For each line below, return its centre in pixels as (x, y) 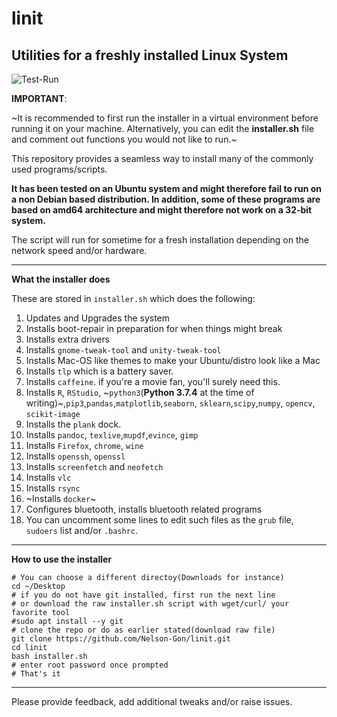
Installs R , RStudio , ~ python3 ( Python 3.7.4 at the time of (140, 392)
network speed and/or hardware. (79, 250)
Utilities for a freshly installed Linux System (150, 55)
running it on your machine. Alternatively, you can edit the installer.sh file (163, 128)
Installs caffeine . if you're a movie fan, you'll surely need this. (153, 381)
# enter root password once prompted (90, 665)
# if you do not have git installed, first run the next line (143, 595)
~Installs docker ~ (61, 498)
